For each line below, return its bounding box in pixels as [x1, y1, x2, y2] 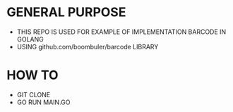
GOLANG [16, 35, 44, 43]
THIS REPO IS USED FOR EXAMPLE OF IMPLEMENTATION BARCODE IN [16, 27, 227, 36]
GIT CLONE [16, 90, 51, 99]
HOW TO [6, 68, 59, 83]
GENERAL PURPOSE [6, 4, 126, 20]
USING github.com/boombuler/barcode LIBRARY [16, 42, 159, 51]
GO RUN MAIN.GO [16, 98, 71, 106]
